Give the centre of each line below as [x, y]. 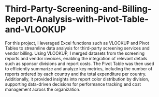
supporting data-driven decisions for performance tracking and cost [73, 84]
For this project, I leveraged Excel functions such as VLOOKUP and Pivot [77, 43]
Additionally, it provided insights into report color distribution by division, [77, 79]
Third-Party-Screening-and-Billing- [78, 9]
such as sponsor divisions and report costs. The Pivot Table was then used [80, 64]
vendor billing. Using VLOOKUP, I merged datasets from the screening [75, 53]
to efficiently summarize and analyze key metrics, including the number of [79, 68]
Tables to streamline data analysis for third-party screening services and [77, 48]
